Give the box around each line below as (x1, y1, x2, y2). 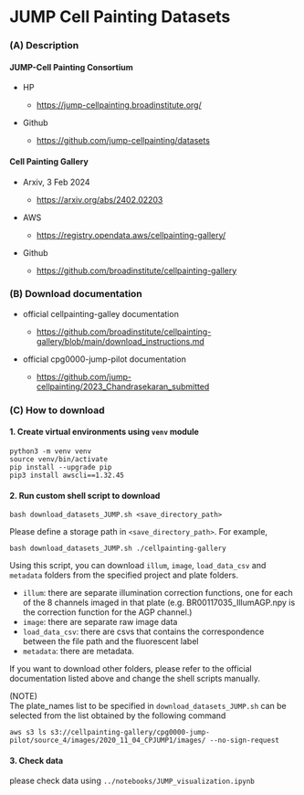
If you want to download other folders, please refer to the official (9, 663, 253, 674)
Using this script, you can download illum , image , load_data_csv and (9, 560, 267, 571)
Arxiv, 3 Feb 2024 (22, 176, 90, 187)
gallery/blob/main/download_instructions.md (36, 335, 205, 346)
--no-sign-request (209, 736, 280, 746)
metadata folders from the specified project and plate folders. (9, 569, 239, 581)
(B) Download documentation (9, 288, 143, 301)
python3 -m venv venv (9, 446, 92, 456)
